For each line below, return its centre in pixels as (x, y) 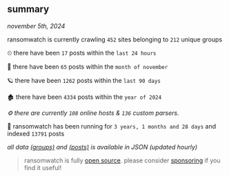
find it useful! (43, 167)
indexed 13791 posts (36, 133)
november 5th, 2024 (36, 26)
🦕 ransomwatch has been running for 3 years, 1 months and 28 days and (112, 126)
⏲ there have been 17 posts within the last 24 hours (82, 53)
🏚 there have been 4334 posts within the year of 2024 (84, 97)
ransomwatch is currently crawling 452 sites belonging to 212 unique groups (115, 39)
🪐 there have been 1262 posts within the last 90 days (84, 80)
